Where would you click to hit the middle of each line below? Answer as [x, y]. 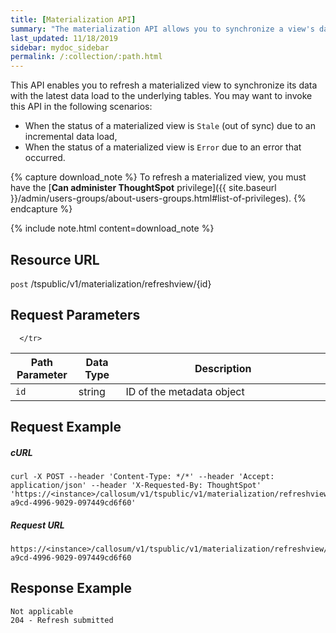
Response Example [71, 588]
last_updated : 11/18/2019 [64, 38]
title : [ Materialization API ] [73, 19]
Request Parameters [75, 315]
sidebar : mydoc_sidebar [60, 47]
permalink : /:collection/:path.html [86, 57]
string [92, 391]
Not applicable [42, 611]
